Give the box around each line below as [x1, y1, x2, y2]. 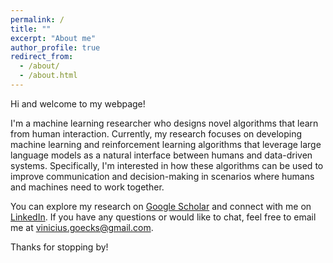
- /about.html [19, 71, 78, 81]
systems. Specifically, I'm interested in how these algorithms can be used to [10, 159, 324, 171]
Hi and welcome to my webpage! [10, 97, 146, 110]
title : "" [10, 24, 52, 34]
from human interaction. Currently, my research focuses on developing [10, 127, 303, 140]
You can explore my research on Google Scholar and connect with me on [10, 200, 312, 212]
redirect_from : [10, 52, 74, 62]
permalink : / [10, 14, 65, 25]
